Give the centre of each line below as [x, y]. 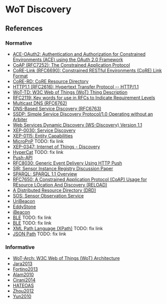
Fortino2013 [25, 269]
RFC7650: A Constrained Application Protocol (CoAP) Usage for [80, 179]
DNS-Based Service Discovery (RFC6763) [57, 108]
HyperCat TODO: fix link [38, 152]
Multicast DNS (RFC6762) [40, 103]
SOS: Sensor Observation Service [48, 195]
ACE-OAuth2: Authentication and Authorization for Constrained [79, 54]
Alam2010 [23, 275]
